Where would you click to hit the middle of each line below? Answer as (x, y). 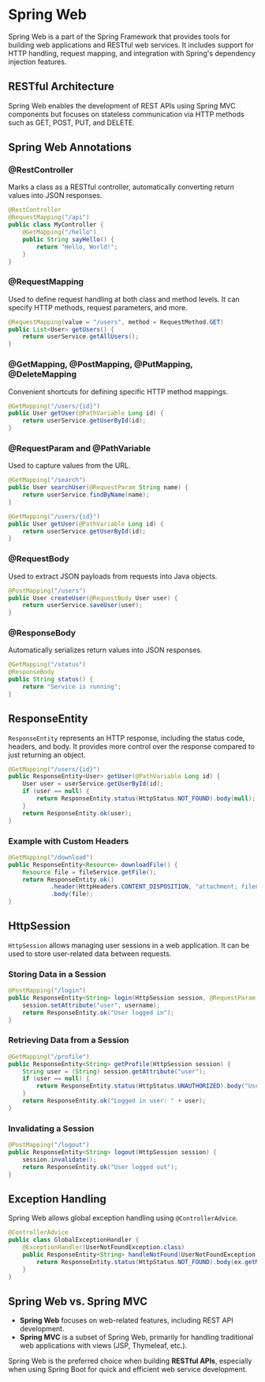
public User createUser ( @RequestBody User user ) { (93, 598)
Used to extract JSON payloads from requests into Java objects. (113, 576)
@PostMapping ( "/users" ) (47, 590)
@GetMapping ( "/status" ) (47, 665)
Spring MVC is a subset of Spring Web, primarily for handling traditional (136, 1337)
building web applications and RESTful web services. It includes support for (131, 44)
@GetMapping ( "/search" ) (47, 480)
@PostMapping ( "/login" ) (47, 991)
